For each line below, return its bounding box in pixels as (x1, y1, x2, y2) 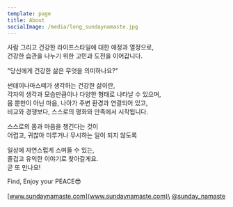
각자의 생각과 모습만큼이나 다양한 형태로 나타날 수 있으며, (7, 90, 161, 98)
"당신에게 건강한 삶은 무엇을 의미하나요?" (7, 67, 118, 75)
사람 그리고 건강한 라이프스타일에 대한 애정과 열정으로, (7, 43, 154, 52)
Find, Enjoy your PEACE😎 (7, 177, 81, 185)
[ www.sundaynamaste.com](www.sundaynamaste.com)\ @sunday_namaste (7, 192, 226, 201)
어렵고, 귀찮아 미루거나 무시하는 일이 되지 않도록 (7, 131, 138, 139)
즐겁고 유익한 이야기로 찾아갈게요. (7, 155, 99, 163)
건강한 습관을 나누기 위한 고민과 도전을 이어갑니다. (7, 52, 143, 60)
